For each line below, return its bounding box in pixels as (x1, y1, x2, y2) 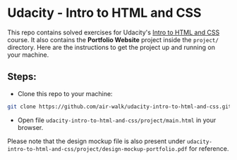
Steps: (7, 71, 37, 83)
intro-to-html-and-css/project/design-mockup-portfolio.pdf (7, 145, 188, 152)
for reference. (189, 144, 229, 152)
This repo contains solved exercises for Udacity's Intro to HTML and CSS (7, 28, 220, 36)
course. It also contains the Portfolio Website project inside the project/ (7, 35, 219, 44)
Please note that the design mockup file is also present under (7, 137, 186, 145)
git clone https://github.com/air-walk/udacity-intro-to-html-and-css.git (7, 103, 232, 110)
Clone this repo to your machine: (17, 89, 113, 98)
